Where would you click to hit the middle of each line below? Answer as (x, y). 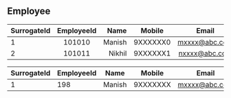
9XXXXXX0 (152, 42)
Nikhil (118, 53)
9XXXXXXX (152, 84)
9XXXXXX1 (152, 53)
